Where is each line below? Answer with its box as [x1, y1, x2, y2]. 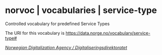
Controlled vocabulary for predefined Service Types [5, 21, 110, 27]
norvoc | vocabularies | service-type [5, 5, 157, 16]
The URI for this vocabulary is [5, 30, 65, 36]
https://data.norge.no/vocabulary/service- [65, 30, 150, 36]
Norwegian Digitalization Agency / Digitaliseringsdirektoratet [5, 44, 127, 50]
